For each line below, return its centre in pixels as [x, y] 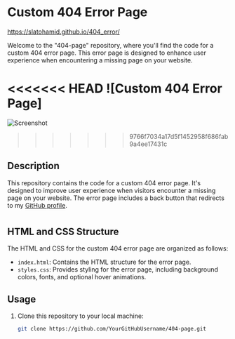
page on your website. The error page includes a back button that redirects [116, 198]
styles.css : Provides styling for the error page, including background [118, 270]
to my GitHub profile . [38, 205]
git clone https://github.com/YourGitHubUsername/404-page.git [112, 329]
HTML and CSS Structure [63, 231]
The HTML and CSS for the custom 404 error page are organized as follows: [118, 248]
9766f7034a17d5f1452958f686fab [179, 136]
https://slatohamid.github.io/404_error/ [64, 32]
